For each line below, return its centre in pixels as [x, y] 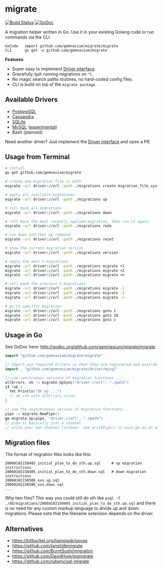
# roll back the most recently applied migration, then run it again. [78, 221]
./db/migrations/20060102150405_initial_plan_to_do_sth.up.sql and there [81, 503]
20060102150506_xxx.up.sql [32, 481]
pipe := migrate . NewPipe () [32, 414]
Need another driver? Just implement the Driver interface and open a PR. [78, 141]
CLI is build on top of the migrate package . [54, 84]
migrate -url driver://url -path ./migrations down [58, 213]
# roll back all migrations [33, 208]
